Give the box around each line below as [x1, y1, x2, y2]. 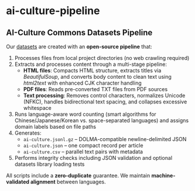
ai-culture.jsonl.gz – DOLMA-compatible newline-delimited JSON [23, 136, 187, 142]
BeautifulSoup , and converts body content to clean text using [23, 73, 172, 80]
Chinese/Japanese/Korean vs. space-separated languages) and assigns [14, 117, 189, 124]
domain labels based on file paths [14, 123, 97, 130]
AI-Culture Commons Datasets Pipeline [6, 28, 153, 38]
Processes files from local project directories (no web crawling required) [14, 55, 190, 61]
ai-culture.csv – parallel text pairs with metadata [23, 148, 143, 155]
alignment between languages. [30, 178, 107, 185]
